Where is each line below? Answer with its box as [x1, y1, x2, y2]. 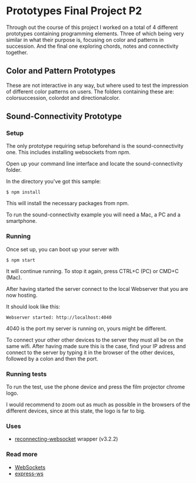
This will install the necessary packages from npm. [6, 200, 129, 207]
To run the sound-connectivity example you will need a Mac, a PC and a [6, 211, 181, 218]
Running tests [6, 369, 47, 378]
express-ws [14, 470, 44, 477]
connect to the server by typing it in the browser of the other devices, [6, 349, 175, 356]
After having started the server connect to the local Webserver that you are [6, 285, 188, 292]
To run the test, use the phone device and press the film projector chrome [6, 383, 185, 391]
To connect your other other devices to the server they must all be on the [6, 336, 184, 343]
